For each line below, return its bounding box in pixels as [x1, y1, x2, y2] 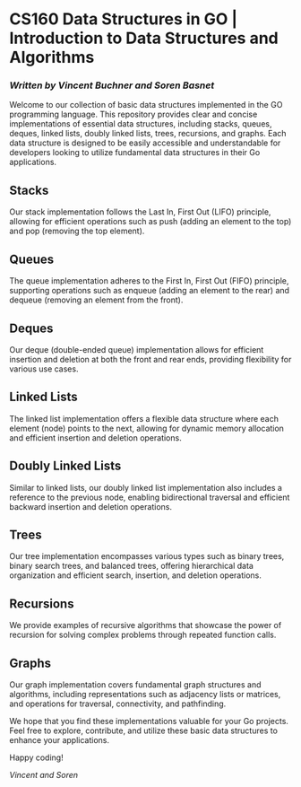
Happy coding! [9, 752, 64, 763]
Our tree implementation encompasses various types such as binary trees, [9, 551, 285, 562]
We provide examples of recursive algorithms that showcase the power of [9, 620, 282, 631]
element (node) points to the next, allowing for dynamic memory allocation [9, 423, 285, 433]
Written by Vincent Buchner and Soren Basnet [9, 79, 215, 92]
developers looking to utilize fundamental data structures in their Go [9, 147, 261, 158]
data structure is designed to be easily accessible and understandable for [9, 137, 281, 148]
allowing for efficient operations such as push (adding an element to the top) [9, 216, 292, 227]
